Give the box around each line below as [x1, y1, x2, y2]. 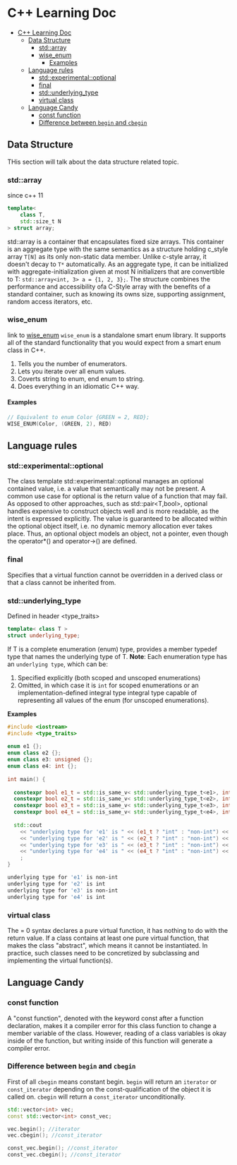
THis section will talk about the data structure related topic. [7, 157, 179, 166]
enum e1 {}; [7, 743, 42, 750]
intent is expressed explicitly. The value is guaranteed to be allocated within [7, 514, 227, 523]
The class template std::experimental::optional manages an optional [7, 477, 204, 485]
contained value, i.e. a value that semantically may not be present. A [7, 485, 206, 493]
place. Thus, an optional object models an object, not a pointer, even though [7, 529, 229, 538]
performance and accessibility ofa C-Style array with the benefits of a [7, 282, 211, 291]
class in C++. [7, 346, 46, 354]
